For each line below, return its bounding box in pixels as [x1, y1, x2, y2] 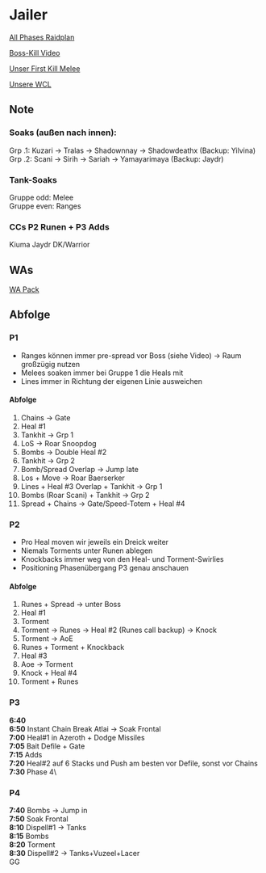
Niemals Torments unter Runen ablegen [20, 546, 153, 555]
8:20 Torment [9, 840, 56, 850]
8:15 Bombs [9, 831, 49, 841]
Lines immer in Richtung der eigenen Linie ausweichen [20, 376, 203, 386]
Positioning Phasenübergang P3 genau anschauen [20, 563, 189, 573]
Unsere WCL [9, 79, 52, 89]
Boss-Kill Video [9, 48, 60, 57]
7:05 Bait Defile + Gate [9, 741, 85, 751]
